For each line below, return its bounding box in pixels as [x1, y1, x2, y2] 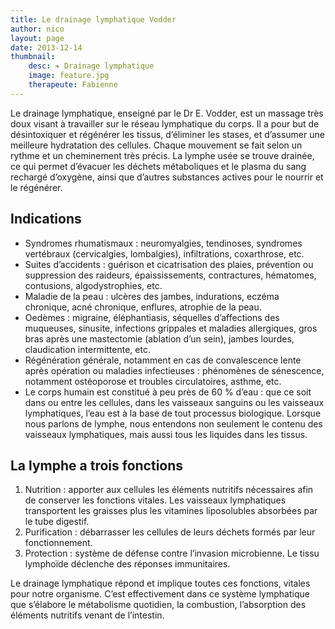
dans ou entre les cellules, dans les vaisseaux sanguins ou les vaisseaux [24, 396, 325, 408]
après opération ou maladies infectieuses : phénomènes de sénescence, [24, 364, 325, 376]
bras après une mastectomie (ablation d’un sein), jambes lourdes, [24, 332, 295, 345]
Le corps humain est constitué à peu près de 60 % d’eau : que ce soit [24, 386, 312, 398]
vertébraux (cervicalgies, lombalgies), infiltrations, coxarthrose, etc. [24, 247, 305, 260]
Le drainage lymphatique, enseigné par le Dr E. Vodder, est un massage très [10, 107, 324, 119]
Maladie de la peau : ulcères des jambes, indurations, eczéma [24, 290, 280, 302]
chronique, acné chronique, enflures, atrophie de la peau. [24, 301, 262, 313]
